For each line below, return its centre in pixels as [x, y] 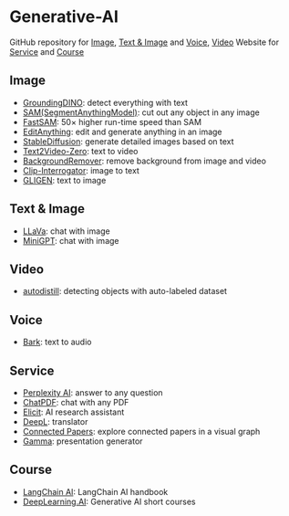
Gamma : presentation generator [83, 441]
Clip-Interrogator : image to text [81, 170]
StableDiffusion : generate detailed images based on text [128, 141]
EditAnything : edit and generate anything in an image [122, 132]
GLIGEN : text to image [64, 180]
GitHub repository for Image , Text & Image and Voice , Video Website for [144, 42]
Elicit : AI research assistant [73, 412]
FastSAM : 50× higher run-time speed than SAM [112, 121]
